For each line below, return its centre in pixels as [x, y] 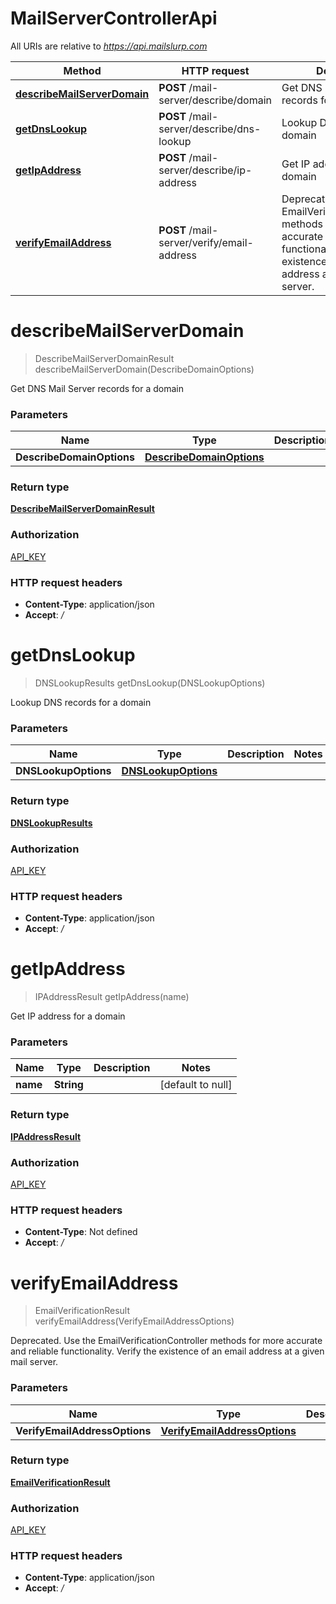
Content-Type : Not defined [81, 1232]
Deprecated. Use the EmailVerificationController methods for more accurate [166, 1341]
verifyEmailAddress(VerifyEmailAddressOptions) [134, 1321]
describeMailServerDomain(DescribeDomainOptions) [144, 369]
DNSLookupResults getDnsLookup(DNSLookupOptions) [150, 683]
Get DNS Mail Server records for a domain [97, 388]
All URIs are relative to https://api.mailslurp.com [109, 46]
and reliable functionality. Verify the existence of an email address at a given [167, 1351]
